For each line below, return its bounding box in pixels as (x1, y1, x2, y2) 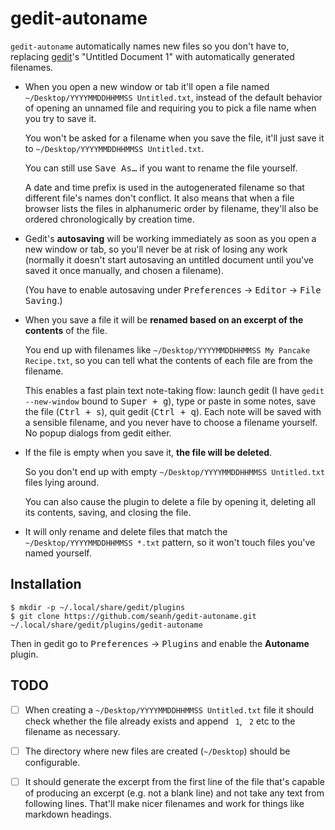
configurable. (24, 756, 81, 768)
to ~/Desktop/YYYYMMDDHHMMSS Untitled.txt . (24, 142, 205, 154)
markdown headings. (24, 808, 112, 820)
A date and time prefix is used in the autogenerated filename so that (24, 181, 305, 193)
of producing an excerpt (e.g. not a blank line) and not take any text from (24, 787, 325, 799)
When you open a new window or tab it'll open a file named (24, 80, 270, 92)
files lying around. (24, 476, 100, 488)
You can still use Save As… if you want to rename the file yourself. (24, 162, 298, 174)
